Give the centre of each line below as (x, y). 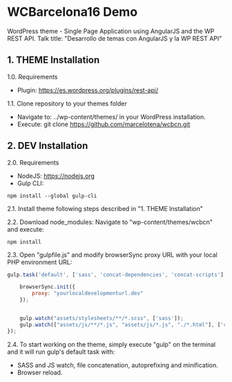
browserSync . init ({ (48, 287)
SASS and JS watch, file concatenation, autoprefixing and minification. (118, 365)
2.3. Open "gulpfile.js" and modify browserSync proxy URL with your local (112, 254)
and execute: (26, 229)
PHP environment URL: (40, 262)
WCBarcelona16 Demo (72, 12)
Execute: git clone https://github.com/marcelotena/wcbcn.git (104, 124)
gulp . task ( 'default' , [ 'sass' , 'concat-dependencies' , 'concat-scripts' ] (116, 274)
